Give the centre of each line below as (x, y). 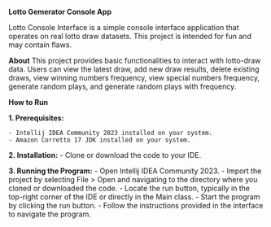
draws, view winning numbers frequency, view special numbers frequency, (134, 78)
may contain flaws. (40, 45)
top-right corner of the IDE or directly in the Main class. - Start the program (134, 197)
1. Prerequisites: (36, 118)
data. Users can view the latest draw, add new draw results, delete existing (134, 69)
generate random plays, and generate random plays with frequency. (122, 86)
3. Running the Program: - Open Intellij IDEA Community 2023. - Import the (135, 171)
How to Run (28, 102)
